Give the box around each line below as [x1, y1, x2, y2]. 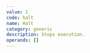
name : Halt [6, 20, 34, 26]
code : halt [6, 15, 34, 21]
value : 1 [6, 9, 28, 15]
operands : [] [6, 37, 39, 43]
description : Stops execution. [6, 32, 85, 38]
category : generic [6, 26, 53, 32]
